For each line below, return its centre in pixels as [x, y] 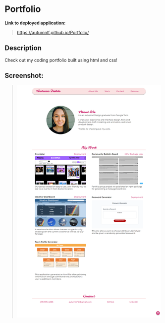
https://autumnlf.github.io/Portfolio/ [53, 32]
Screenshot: [24, 76]
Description [23, 48]
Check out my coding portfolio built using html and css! [61, 60]
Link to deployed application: [35, 23]
